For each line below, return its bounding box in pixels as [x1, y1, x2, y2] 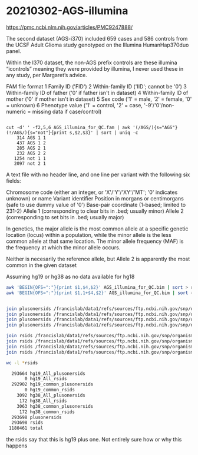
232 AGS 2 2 [16, 150, 46, 156]
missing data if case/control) [32, 108, 102, 115]
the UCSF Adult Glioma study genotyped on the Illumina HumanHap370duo [6, 41, 189, 48]
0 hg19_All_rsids [24, 376, 67, 382]
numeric [6, 108, 27, 115]
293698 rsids [11, 420, 44, 426]
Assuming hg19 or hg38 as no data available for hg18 [6, 273, 135, 280]
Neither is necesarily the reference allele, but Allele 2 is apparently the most [6, 255, 190, 262]
